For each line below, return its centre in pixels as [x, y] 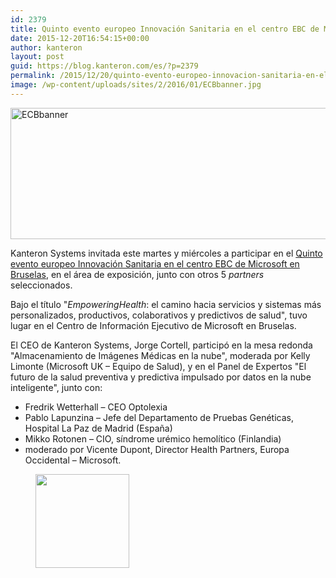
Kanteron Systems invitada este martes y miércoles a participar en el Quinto [166, 253]
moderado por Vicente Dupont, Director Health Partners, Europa [157, 449]
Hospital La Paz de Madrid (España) [98, 428]
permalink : [33, 76]
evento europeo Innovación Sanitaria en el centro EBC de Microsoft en [155, 263]
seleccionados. [41, 285]
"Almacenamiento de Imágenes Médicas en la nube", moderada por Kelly [160, 355]
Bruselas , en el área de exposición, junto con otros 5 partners [137, 274]
